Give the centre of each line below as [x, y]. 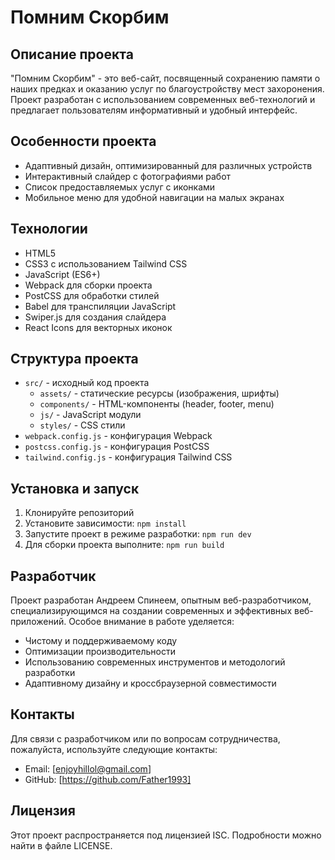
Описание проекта [72, 54]
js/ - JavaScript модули [90, 415]
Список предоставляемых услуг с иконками [120, 187]
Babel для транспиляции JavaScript [100, 306]
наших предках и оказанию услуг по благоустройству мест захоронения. [167, 89]
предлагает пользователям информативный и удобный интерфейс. [154, 110]
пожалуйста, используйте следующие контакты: [114, 749]
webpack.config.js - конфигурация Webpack [118, 436]
